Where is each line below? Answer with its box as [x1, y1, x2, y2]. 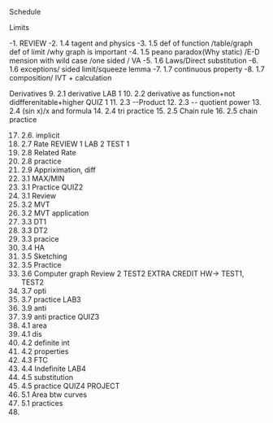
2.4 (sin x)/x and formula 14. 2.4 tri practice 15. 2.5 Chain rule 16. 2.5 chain [9, 106, 258, 116]
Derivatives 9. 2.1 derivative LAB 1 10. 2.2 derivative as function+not [9, 89, 236, 98]
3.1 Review [20, 191, 56, 200]
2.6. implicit [20, 130, 60, 140]
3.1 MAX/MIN [20, 174, 65, 183]
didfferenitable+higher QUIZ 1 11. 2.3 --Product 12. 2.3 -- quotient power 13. [9, 98, 262, 107]
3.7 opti [20, 286, 47, 295]
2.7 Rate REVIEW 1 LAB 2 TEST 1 [20, 139, 130, 149]
